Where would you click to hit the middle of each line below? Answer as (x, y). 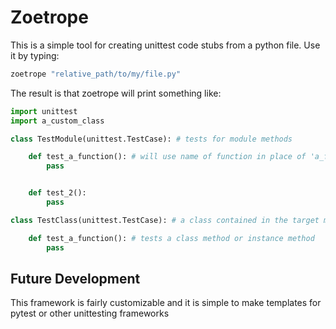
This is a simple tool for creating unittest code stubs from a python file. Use (165, 45)
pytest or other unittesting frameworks (90, 313)
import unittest (44, 111)
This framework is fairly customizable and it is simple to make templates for (166, 303)
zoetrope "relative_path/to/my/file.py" (96, 74)
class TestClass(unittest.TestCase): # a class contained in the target (165, 220)
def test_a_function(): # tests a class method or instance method (171, 238)
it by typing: (35, 55)
